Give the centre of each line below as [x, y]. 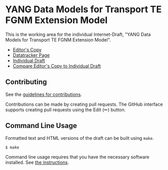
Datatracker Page [31, 55]
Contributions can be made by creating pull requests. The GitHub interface [84, 104]
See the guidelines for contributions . [44, 94]
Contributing [26, 82]
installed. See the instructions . [37, 162]
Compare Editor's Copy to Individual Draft [57, 66]
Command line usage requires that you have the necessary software [77, 157]
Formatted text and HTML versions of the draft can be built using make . [80, 138]
